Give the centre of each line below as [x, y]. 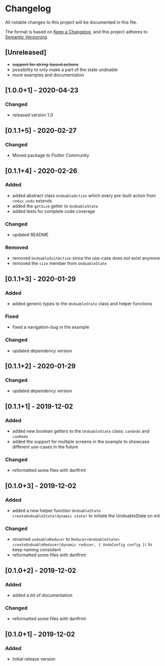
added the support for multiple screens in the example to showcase [81, 442]
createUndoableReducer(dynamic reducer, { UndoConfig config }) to [82, 544]
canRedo [20, 437]
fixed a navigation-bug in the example [51, 327]
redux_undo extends [32, 200]
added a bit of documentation [42, 595]
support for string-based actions [45, 64]
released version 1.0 [33, 115]
